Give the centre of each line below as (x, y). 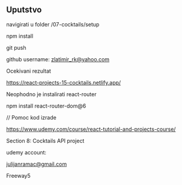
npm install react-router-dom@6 (46, 106)
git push (17, 47)
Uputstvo (24, 10)
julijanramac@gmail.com (37, 164)
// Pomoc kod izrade (32, 117)
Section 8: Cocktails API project (45, 141)
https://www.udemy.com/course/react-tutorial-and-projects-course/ (91, 129)
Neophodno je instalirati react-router (51, 94)
